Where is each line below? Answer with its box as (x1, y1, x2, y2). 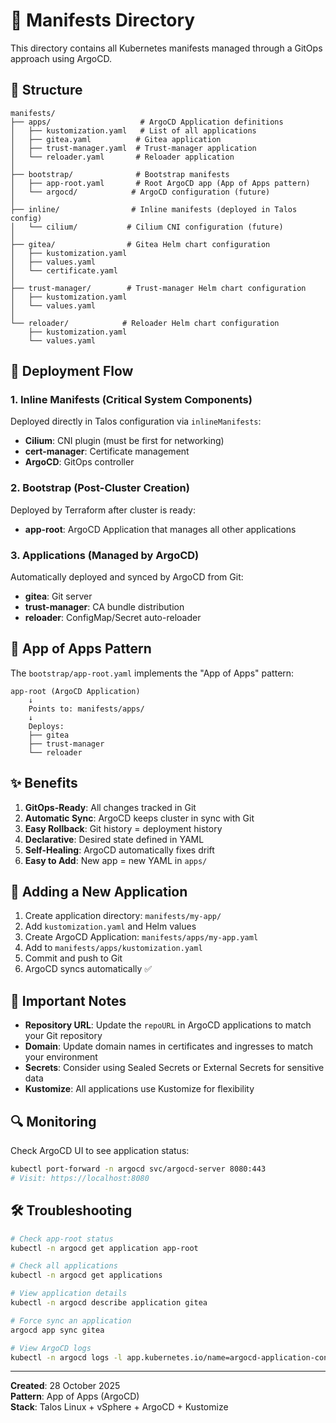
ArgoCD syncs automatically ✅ (24, 963, 153, 975)
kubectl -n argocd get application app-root (10, 1243, 199, 1253)
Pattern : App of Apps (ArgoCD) (10, 1390, 140, 1403)
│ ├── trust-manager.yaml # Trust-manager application (10, 143, 257, 153)
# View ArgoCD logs (10, 1343, 92, 1353)
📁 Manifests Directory (10, 9, 196, 32)
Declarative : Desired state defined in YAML (24, 833, 205, 845)
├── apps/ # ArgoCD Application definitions (10, 117, 284, 127)
